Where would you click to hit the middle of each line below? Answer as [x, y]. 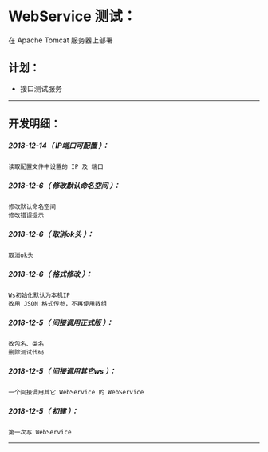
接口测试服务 [41, 88]
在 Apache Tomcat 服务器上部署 [61, 40]
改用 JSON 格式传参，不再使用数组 [58, 304]
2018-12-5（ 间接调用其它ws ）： [62, 371]
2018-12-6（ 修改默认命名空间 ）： [65, 186]
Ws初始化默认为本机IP [39, 296]
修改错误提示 [26, 216]
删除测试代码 [26, 352]
